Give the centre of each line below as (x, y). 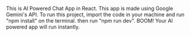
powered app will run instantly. (43, 27)
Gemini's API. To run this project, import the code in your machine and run (95, 15)
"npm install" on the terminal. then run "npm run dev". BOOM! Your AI (90, 21)
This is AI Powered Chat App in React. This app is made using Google (90, 8)
